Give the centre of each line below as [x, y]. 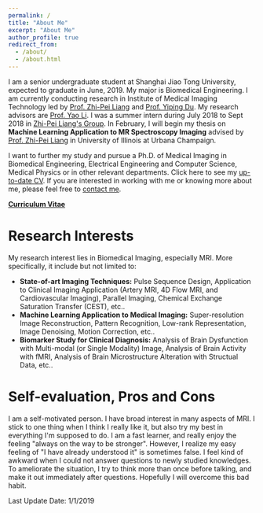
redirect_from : [33, 45]
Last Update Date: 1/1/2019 [51, 500]
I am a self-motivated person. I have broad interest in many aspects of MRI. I [131, 419]
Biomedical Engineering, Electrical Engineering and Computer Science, [123, 164]
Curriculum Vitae [37, 204]
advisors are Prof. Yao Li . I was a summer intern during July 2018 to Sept [126, 115]
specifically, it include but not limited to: [73, 266]
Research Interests [71, 236]
